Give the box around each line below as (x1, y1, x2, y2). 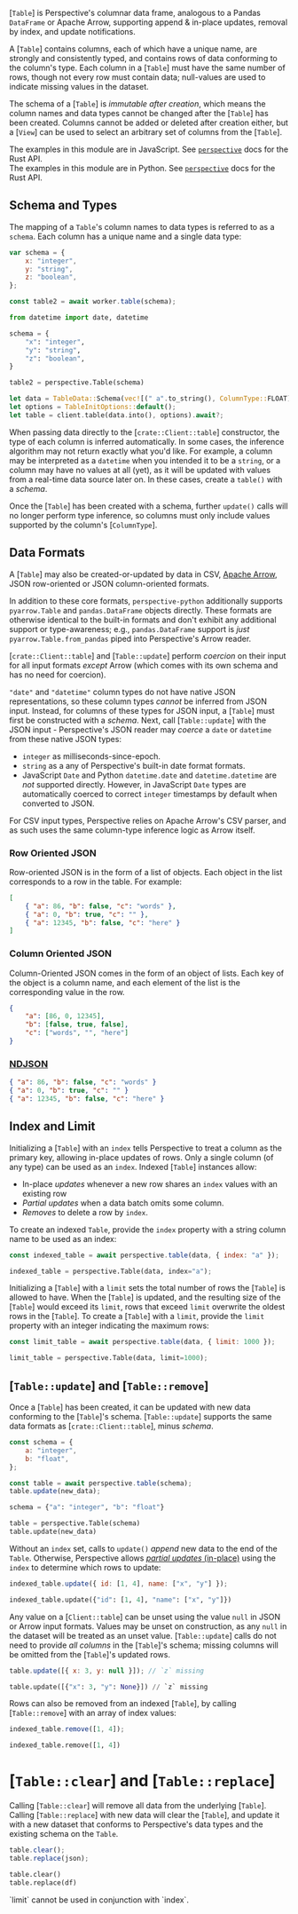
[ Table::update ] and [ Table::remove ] (9, 1378, 209, 1393)
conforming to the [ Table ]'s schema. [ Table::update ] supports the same (9, 1412, 272, 1422)
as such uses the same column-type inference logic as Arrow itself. (9, 825, 255, 835)
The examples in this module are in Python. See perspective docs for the (9, 163, 276, 173)
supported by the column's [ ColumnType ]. (9, 519, 158, 530)
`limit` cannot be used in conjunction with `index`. (9, 1894, 189, 1905)
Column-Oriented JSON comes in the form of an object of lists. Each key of (9, 968, 285, 978)
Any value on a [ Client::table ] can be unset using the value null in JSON (9, 1611, 281, 1622)
